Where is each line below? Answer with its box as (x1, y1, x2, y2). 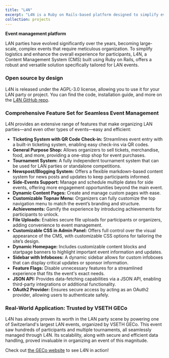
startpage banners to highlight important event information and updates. (12, 249, 162, 255)
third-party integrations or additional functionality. (12, 281, 116, 287)
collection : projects (5, 17, 51, 22)
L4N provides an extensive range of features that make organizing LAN (5, 121, 153, 127)
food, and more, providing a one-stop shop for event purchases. (12, 152, 146, 158)
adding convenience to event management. (12, 222, 103, 228)
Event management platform (5, 31, 66, 37)
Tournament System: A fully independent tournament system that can (12, 157, 159, 163)
